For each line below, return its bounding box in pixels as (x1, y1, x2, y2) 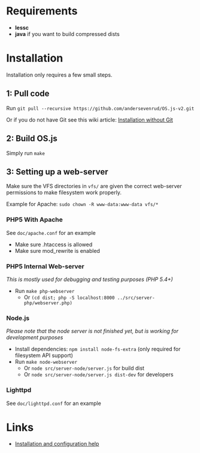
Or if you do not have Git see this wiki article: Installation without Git (6, 116, 174, 123)
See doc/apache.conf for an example (6, 229, 96, 236)
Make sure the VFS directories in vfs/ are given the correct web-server (6, 183, 183, 190)
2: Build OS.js (6, 134, 58, 144)
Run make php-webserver (14, 287, 75, 294)
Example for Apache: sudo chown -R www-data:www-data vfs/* (6, 201, 159, 208)
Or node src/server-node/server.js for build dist (23, 364, 145, 372)
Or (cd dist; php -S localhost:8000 (23, 294, 115, 301)
